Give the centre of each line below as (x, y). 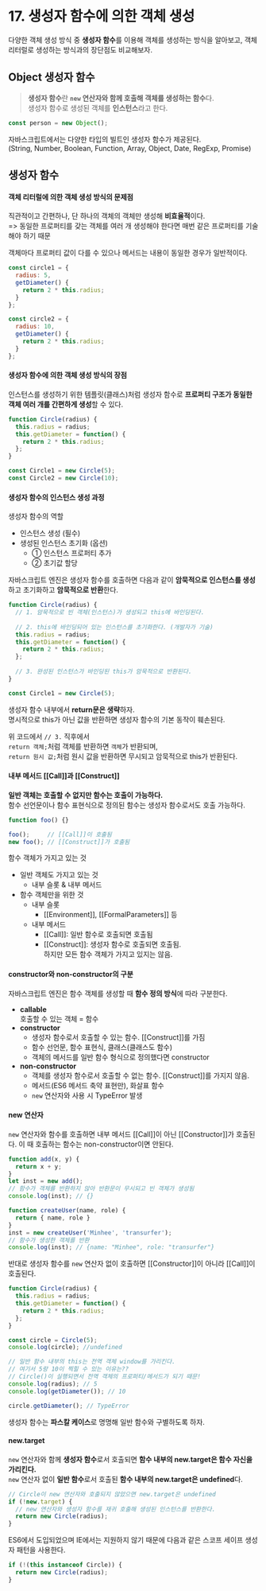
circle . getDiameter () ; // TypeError (69, 1406)
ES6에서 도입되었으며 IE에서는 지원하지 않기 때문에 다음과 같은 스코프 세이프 (126, 1540)
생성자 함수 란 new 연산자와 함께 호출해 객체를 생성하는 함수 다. (121, 98)
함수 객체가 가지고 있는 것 (48, 858)
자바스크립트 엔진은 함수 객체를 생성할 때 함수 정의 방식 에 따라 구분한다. (118, 993)
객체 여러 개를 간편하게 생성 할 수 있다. (66, 404)
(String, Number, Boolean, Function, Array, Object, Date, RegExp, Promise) (130, 148)
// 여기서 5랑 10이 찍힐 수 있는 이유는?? (69, 1369)
